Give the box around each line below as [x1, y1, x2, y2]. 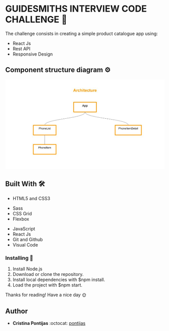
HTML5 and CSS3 [12, 196, 51, 202]
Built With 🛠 [5, 179, 46, 188]
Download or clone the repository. [12, 271, 84, 277]
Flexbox [12, 216, 29, 222]
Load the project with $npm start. [12, 282, 82, 288]
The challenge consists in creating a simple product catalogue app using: [5, 30, 158, 36]
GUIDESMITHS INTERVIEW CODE [5, 3, 147, 15]
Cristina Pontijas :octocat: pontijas [12, 320, 86, 326]
